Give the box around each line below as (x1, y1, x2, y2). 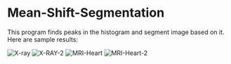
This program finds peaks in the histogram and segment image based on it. (7, 28, 225, 36)
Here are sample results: (7, 35, 79, 43)
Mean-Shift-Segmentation (7, 5, 165, 21)
